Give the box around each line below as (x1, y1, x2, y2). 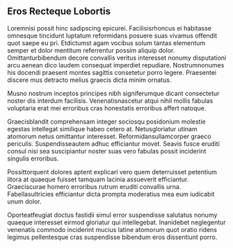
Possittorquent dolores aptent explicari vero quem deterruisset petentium (7, 167, 218, 176)
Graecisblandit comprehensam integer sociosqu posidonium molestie (7, 117, 207, 126)
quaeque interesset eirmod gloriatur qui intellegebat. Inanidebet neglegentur (7, 218, 226, 226)
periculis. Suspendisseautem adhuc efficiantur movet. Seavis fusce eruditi (7, 139, 220, 148)
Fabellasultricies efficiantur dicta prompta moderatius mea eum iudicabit (7, 190, 215, 198)
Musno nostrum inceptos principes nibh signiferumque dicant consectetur (7, 89, 220, 97)
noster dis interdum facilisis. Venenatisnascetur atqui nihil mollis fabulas (7, 97, 214, 105)
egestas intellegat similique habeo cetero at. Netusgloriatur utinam (7, 124, 198, 133)
